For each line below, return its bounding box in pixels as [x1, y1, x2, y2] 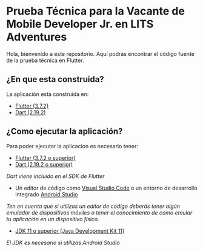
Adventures [6, 30, 67, 44]
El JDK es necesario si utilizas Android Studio [6, 239, 120, 246]
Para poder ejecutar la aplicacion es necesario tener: [6, 142, 138, 150]
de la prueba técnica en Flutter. [6, 57, 84, 64]
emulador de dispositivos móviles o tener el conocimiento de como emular [6, 208, 193, 216]
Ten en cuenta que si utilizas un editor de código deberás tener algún [6, 202, 181, 210]
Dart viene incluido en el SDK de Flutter [6, 172, 105, 180]
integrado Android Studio [15, 190, 78, 198]
